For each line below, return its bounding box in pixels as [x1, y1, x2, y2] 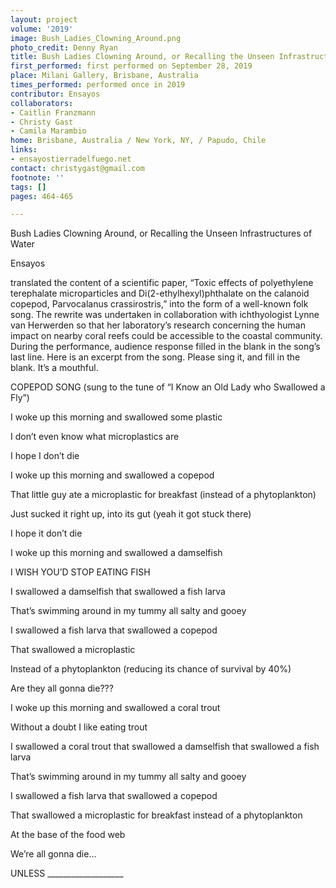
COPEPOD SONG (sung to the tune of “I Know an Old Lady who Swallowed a [10, 381, 326, 393]
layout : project [10, 14, 78, 25]
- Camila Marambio [10, 126, 87, 136]
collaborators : [10, 98, 74, 108]
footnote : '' [10, 172, 65, 183]
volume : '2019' [10, 24, 74, 34]
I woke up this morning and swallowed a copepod [10, 469, 215, 481]
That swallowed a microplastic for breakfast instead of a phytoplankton [10, 809, 303, 821]
